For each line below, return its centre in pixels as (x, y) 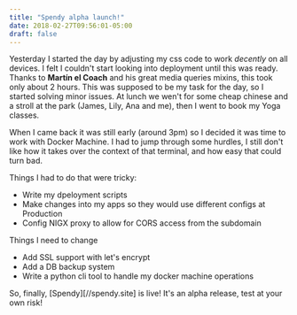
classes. (24, 115)
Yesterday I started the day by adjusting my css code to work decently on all (148, 59)
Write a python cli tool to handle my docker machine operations (138, 276)
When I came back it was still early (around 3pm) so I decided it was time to (148, 133)
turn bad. (26, 161)
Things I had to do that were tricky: (73, 178)
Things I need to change (54, 241)
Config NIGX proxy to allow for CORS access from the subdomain (141, 223)
